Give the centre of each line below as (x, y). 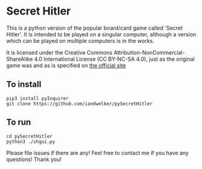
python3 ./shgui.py (31, 141)
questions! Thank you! (34, 159)
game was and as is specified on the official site (66, 65)
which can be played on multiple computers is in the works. (80, 41)
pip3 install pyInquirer (37, 98)
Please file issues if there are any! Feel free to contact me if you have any (98, 153)
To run (19, 122)
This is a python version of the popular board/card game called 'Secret (95, 28)
